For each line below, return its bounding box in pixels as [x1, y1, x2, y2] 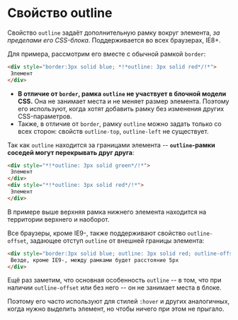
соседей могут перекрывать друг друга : [7, 148, 135, 156]
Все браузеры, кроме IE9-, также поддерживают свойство [7, 229, 186, 237]
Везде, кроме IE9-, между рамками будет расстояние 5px [10, 256, 179, 263]
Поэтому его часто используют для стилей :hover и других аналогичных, [7, 297, 230, 306]
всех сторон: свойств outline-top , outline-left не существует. [17, 127, 209, 135]
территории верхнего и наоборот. [7, 215, 110, 224]
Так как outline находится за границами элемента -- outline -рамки [7, 140, 215, 149]
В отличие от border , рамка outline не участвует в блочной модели [17, 89, 227, 98]
